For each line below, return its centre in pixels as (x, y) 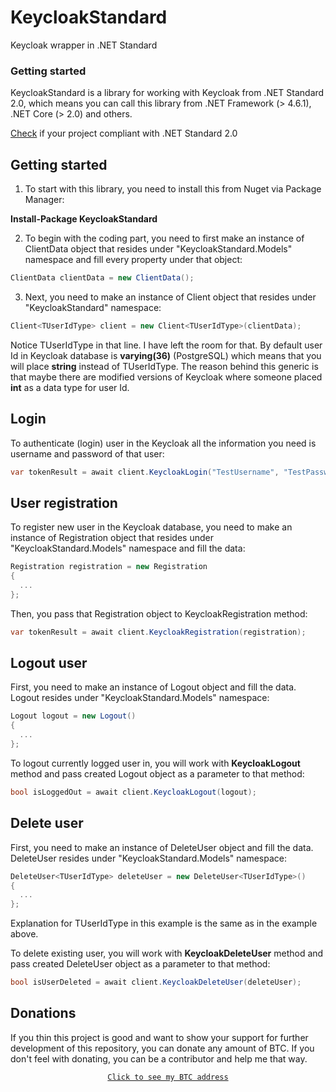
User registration (64, 502)
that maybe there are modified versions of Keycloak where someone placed (166, 377)
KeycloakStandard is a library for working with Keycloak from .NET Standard (167, 93)
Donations (43, 1013)
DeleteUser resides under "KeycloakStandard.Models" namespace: (149, 858)
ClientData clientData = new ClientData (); (102, 278)
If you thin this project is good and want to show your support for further (159, 1037)
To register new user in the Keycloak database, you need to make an (151, 527)
